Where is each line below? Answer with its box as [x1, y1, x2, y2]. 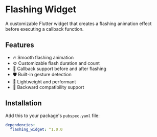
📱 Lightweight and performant [12, 78, 76, 85]
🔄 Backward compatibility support [12, 84, 84, 90]
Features [5, 41, 34, 50]
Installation [5, 99, 42, 108]
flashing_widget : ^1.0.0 [10, 127, 63, 132]
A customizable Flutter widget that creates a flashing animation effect [5, 20, 152, 27]
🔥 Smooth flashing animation [12, 54, 74, 60]
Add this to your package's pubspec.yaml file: [5, 112, 100, 119]
